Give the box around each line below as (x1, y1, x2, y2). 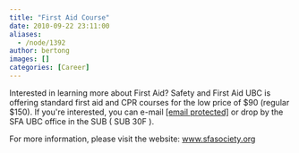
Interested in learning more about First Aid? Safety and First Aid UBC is (9, 87, 271, 98)
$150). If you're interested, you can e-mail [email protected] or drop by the (9, 106, 284, 117)
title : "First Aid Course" (9, 13, 110, 22)
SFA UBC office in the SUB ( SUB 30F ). (9, 115, 155, 126)
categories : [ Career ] (9, 64, 90, 72)
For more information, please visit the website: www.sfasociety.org (9, 133, 256, 144)
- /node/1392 (17, 38, 66, 47)
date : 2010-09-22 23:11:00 (9, 21, 110, 30)
